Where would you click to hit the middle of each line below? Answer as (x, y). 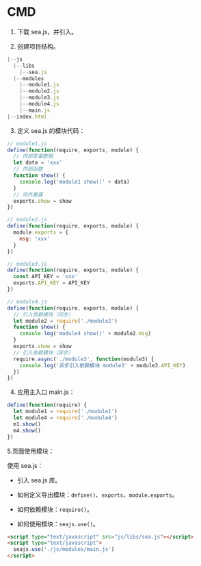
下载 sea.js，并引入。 (47, 32)
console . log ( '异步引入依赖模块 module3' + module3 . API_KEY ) (103, 365)
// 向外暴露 (28, 195)
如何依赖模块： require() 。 (55, 509)
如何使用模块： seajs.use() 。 (58, 524)
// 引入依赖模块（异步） (43, 353)
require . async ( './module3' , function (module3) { (84, 359)
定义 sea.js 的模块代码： (51, 130)
